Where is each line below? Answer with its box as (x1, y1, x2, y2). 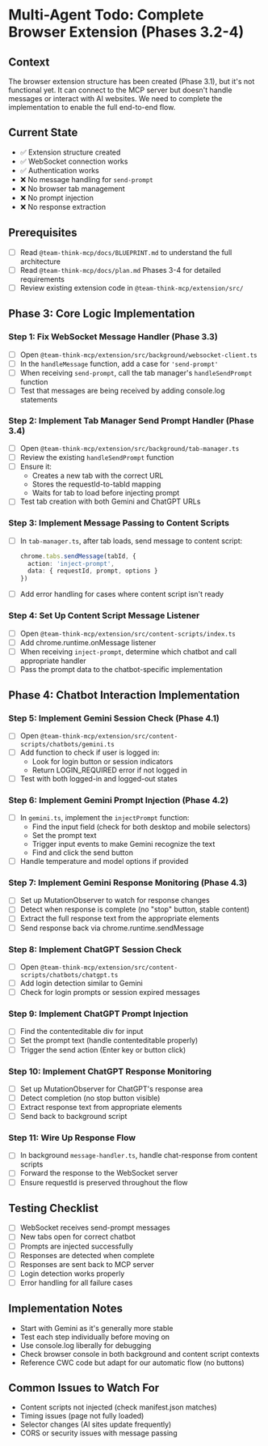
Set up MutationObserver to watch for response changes (19, 895, 210, 905)
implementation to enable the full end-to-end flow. (8, 103, 176, 112)
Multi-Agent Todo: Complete (8, 6, 204, 24)
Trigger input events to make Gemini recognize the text (31, 840, 216, 848)
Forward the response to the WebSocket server (19, 1168, 178, 1178)
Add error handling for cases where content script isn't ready (19, 589, 224, 599)
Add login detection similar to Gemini (19, 978, 143, 988)
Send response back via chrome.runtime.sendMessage (19, 923, 204, 933)
